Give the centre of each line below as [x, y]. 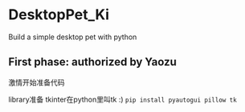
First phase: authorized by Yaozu [92, 62]
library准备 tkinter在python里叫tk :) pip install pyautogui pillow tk [122, 99]
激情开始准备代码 [37, 82]
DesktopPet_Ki [59, 15]
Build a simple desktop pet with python [73, 37]
